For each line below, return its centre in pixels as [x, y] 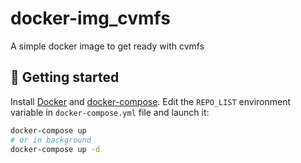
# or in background [51, 140]
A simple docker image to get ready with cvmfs [107, 46]
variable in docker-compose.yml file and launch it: [110, 112]
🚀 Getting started [65, 77]
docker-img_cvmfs [90, 18]
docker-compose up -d [55, 149]
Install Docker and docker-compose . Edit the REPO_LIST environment [151, 101]
